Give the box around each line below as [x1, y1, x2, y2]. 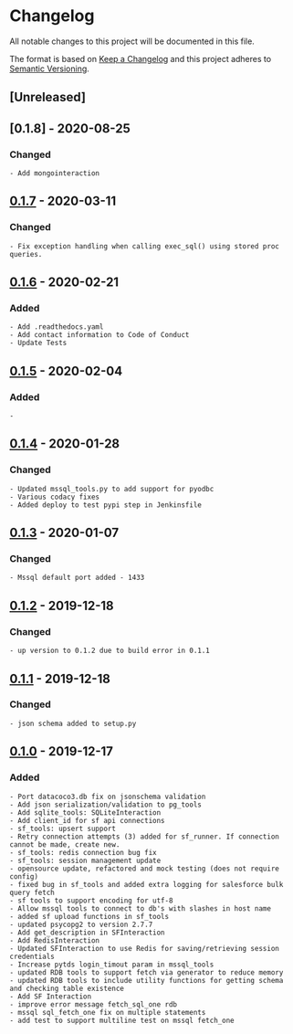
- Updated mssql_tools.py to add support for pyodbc [9, 484, 215, 493]
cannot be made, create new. [9, 839, 120, 849]
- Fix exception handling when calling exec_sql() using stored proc [9, 241, 280, 251]
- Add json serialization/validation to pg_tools [9, 800, 203, 809]
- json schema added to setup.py [9, 719, 137, 728]
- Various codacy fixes [9, 492, 100, 501]
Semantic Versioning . [9, 63, 89, 74]
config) [9, 871, 39, 881]
